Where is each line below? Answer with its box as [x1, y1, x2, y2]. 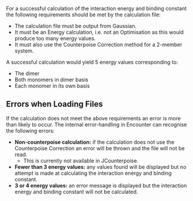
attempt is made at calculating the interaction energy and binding [14, 169, 172, 176]
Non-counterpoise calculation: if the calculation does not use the [14, 138, 174, 145]
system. [14, 47, 34, 54]
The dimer [14, 70, 40, 77]
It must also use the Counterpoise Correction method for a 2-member [14, 41, 182, 48]
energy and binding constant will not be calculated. [14, 188, 139, 195]
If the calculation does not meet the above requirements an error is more [6, 115, 181, 122]
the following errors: [6, 127, 55, 134]
